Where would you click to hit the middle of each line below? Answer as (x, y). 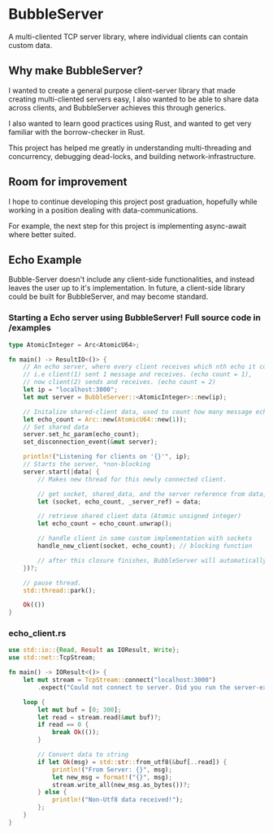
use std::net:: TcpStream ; (52, 658)
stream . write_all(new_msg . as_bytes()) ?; (121, 784)
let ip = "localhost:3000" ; (70, 390)
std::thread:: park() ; (59, 590)
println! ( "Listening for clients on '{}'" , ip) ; (107, 457)
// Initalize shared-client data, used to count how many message (138, 412)
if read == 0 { (63, 725)
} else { (52, 793)
